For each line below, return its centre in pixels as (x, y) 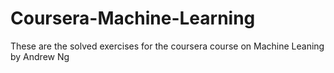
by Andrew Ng (40, 56)
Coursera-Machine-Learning (133, 18)
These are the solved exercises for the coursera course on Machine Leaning (167, 46)
